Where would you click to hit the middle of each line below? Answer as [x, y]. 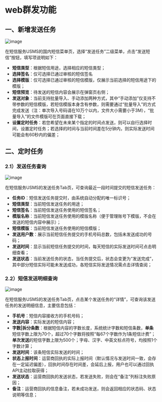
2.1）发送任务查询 [26, 167]
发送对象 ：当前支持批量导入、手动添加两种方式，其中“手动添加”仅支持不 [84, 98]
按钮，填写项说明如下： [35, 57]
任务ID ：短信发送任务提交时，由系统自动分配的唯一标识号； [71, 198]
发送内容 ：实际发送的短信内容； [44, 322]
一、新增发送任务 [30, 29]
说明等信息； [25, 395]
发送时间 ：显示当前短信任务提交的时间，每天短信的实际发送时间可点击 [82, 246]
